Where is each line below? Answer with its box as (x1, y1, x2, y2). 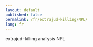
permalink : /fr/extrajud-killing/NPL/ (5, 17, 88, 22)
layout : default (5, 7, 40, 13)
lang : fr (5, 21, 24, 27)
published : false (5, 12, 42, 17)
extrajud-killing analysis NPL (5, 36, 65, 42)
